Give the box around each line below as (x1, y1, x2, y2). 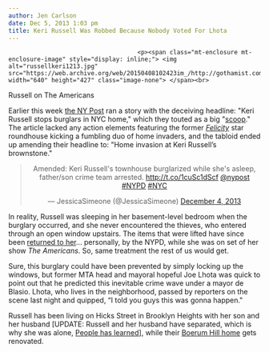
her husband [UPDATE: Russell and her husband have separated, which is (8, 319, 252, 329)
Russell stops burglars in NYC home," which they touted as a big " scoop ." (8, 114, 251, 124)
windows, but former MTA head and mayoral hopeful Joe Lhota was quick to (8, 270, 261, 280)
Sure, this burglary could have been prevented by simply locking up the (8, 262, 244, 271)
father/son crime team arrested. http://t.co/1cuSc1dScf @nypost (38, 173, 250, 182)
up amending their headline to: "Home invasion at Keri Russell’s (8, 140, 217, 150)
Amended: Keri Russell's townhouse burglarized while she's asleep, (33, 164, 256, 174)
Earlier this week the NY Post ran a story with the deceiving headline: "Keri (8, 106, 255, 116)
